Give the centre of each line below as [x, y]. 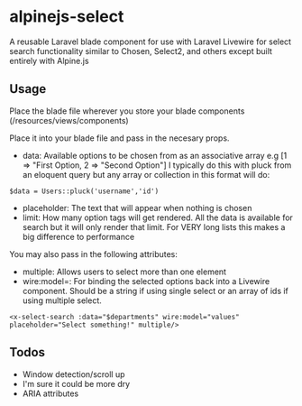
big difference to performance [78, 236]
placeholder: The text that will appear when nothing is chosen [137, 208]
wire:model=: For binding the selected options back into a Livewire [146, 281]
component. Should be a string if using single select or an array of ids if [155, 291]
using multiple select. [62, 300]
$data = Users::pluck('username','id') [84, 191]
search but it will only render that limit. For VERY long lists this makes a [154, 226]
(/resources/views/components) [69, 120]
